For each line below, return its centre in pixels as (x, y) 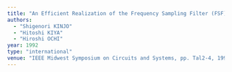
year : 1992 (23, 45)
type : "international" (40, 52)
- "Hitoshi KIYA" (38, 33)
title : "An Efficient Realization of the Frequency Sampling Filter (108, 13)
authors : (20, 20)
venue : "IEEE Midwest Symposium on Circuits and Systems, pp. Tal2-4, (111, 58)
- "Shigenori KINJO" (43, 26)
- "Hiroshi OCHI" (38, 39)
